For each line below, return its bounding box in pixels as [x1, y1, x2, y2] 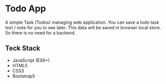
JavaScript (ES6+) [12, 57, 50, 63]
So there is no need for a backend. [5, 30, 76, 36]
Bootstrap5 [12, 73, 36, 79]
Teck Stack [5, 44, 41, 52]
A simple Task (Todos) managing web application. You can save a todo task [5, 19, 160, 25]
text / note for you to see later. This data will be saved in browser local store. [5, 24, 161, 30]
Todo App [5, 3, 46, 14]
